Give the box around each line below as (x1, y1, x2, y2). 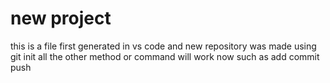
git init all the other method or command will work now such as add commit (10, 50, 320, 62)
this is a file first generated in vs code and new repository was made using (10, 40, 317, 52)
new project (10, 7, 112, 30)
